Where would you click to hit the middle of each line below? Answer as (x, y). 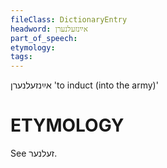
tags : (21, 57)
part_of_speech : (44, 38)
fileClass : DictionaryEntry (69, 19)
